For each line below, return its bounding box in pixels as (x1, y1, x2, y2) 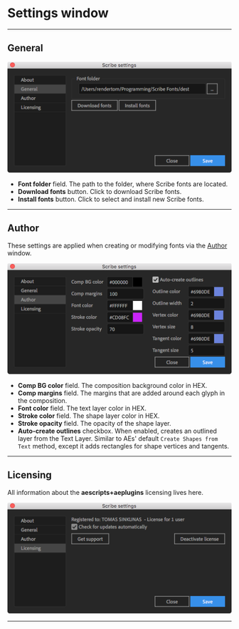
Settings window (7, 5, 109, 21)
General (7, 42, 44, 54)
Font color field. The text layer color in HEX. (17, 404, 147, 412)
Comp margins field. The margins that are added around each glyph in (17, 389, 225, 397)
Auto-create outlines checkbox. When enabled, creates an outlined (17, 426, 217, 435)
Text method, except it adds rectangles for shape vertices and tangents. (17, 441, 230, 450)
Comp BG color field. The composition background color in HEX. (17, 381, 208, 389)
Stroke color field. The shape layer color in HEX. (17, 411, 160, 420)
